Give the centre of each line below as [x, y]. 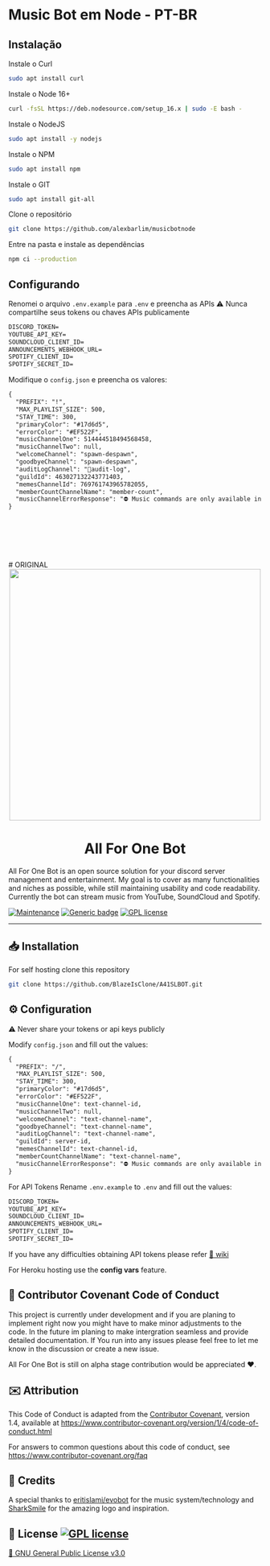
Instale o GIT [29, 184]
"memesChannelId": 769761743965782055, [82, 484]
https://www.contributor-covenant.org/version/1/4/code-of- [160, 1423]
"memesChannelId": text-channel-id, [77, 1149]
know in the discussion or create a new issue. [84, 1349]
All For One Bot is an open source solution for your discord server [117, 872]
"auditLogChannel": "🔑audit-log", [73, 469]
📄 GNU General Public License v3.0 [67, 1553]
